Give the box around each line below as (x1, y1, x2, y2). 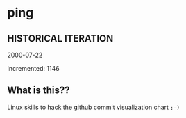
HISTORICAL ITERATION (7, 33, 114, 44)
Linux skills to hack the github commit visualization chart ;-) (7, 103, 180, 111)
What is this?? (7, 85, 70, 96)
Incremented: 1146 (7, 65, 60, 72)
